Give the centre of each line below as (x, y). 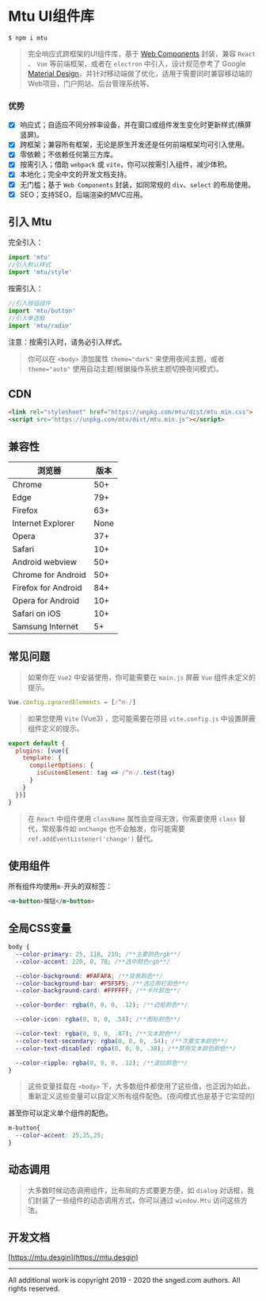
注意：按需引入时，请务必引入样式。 (67, 341)
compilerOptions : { (61, 766)
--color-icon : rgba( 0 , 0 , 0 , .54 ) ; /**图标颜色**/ (98, 1020)
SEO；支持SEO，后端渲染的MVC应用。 (84, 194)
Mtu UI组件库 (51, 16)
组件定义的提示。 (55, 728)
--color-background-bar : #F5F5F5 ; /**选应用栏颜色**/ (102, 983)
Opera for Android (46, 600)
